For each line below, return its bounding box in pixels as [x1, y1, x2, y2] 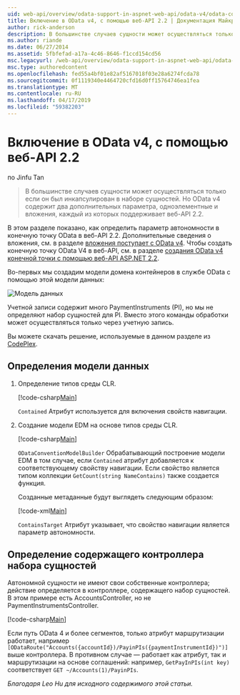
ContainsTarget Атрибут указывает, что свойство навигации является [17, 520, 230, 529]
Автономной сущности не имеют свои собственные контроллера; [7, 579, 210, 587]
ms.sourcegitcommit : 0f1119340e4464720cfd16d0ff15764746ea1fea [7, 76, 200, 84]
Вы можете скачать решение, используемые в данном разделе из [7, 331, 211, 340]
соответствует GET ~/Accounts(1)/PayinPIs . [7, 666, 139, 674]
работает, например [7, 636, 70, 645]
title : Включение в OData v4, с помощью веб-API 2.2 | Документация [7, 17, 216, 24]
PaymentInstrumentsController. [7, 601, 99, 610]
